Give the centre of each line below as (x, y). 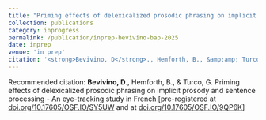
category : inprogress (44, 30)
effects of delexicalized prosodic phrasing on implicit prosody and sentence (132, 90)
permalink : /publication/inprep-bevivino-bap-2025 (93, 37)
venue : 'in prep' (37, 52)
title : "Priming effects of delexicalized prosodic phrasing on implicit (133, 15)
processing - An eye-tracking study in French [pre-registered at (112, 99)
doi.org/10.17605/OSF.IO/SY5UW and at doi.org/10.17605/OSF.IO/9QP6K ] (127, 107)
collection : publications (51, 23)
